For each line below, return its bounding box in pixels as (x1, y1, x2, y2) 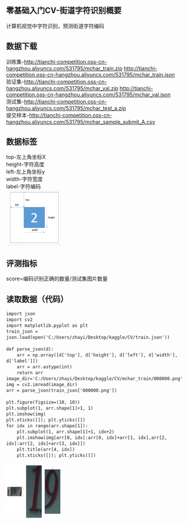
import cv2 (6, 317, 33, 323)
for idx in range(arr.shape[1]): (6, 423, 88, 429)
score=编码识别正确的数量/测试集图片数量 (6, 275, 108, 282)
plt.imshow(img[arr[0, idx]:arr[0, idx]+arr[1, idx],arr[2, (17, 435, 167, 441)
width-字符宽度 (6, 176, 43, 183)
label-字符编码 (6, 183, 41, 190)
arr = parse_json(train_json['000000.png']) (6, 388, 117, 394)
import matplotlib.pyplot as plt (6, 323, 88, 329)
